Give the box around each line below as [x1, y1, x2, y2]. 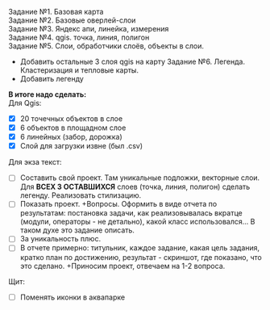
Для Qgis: [8, 98, 42, 107]
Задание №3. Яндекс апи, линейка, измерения [8, 24, 169, 33]
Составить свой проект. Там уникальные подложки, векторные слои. [19, 173, 260, 182]
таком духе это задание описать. [19, 225, 135, 235]
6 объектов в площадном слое [19, 123, 127, 132]
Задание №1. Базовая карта [8, 7, 104, 16]
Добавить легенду [19, 74, 85, 83]
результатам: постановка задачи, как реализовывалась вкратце [19, 208, 243, 218]
